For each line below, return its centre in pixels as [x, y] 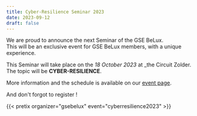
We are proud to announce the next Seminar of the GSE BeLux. [85, 40]
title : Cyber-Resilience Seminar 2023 [55, 12]
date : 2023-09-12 [28, 18]
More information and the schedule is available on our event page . [89, 83]
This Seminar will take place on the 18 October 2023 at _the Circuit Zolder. [99, 65]
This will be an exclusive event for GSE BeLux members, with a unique [94, 47]
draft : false [23, 23]
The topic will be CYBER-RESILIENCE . [54, 71]
